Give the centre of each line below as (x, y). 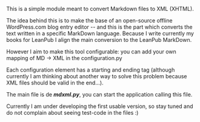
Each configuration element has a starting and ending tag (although (91, 70)
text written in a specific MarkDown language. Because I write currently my (100, 33)
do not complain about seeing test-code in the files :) (72, 113)
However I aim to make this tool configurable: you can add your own (92, 52)
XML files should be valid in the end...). (55, 83)
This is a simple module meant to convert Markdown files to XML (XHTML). (100, 9)
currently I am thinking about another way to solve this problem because (97, 76)
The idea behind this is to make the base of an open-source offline (89, 20)
